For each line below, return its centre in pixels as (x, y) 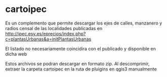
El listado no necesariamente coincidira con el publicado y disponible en (80, 48)
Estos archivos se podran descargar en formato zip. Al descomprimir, (77, 63)
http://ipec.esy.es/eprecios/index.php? (46, 33)
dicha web (16, 54)
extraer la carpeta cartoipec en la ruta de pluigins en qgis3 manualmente (81, 69)
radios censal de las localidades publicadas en (54, 28)
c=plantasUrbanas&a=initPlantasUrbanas (48, 39)
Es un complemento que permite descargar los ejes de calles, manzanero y (84, 23)
